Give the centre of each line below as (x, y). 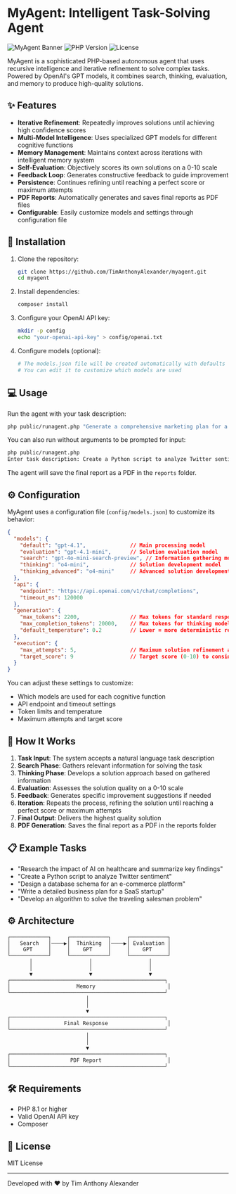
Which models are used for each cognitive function (92, 697)
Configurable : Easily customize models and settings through (105, 212)
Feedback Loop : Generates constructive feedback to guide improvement (123, 174)
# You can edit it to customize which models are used (99, 370)
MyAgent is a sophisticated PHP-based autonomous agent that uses (106, 61)
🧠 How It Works (41, 741)
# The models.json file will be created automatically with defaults (122, 364)
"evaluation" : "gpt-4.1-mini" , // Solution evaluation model (119, 552)
